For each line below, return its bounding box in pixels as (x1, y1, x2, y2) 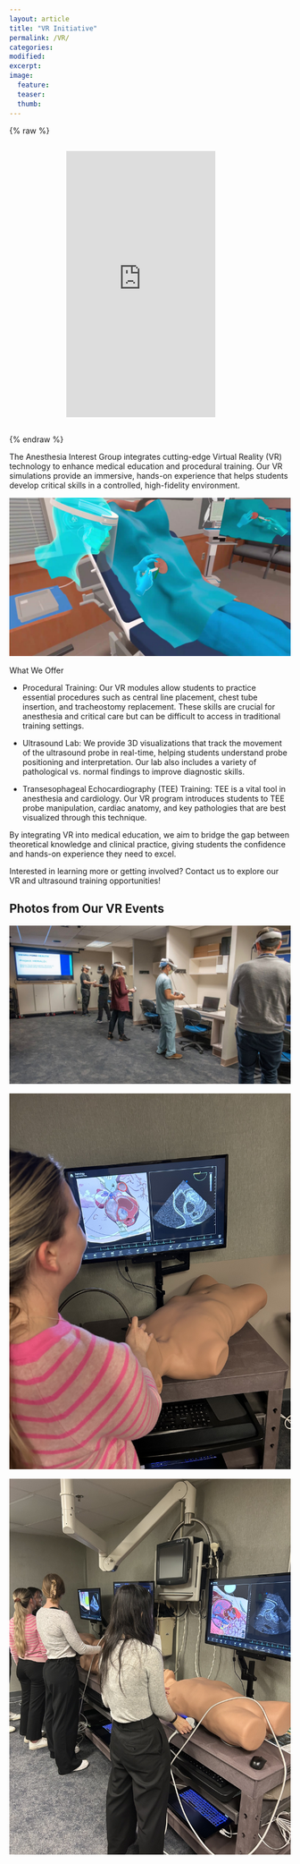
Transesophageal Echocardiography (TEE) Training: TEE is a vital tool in (21, 784, 287, 794)
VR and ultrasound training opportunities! (9, 875, 161, 886)
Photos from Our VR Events (9, 901, 165, 916)
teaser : (17, 89, 46, 98)
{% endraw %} (9, 434, 64, 445)
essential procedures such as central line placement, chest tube (21, 692, 258, 702)
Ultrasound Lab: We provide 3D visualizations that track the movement (21, 738, 283, 748)
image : (9, 72, 34, 81)
